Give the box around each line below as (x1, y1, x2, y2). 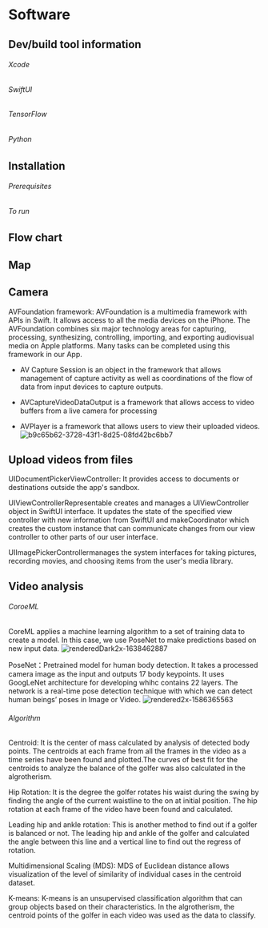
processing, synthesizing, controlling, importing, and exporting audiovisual (8, 332, 254, 342)
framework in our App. (8, 349, 82, 359)
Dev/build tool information (8, 38, 142, 51)
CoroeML (8, 602, 39, 612)
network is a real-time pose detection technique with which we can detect (8, 686, 254, 696)
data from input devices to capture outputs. (19, 382, 164, 392)
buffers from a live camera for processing (19, 406, 158, 416)
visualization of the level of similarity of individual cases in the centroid (8, 870, 242, 879)
